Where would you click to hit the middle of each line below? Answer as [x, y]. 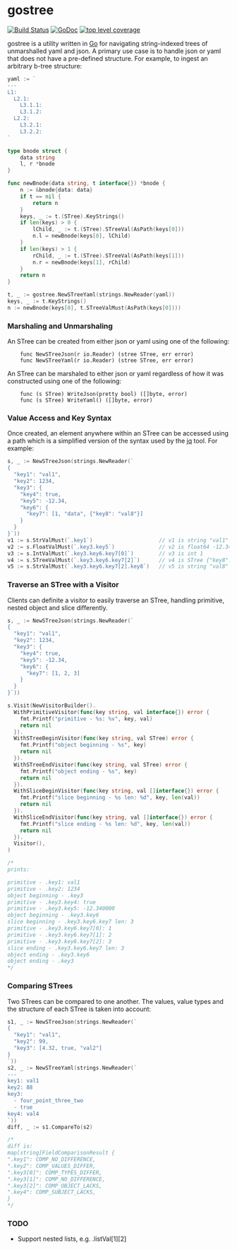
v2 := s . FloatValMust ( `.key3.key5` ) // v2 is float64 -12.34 [120, 547]
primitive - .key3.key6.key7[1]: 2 [60, 935]
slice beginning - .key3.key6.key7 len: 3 [71, 922]
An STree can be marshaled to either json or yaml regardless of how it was [116, 374]
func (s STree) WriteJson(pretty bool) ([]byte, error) [104, 395]
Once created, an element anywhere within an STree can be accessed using [118, 433]
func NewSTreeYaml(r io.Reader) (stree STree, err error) [107, 361]
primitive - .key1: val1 [44, 882]
